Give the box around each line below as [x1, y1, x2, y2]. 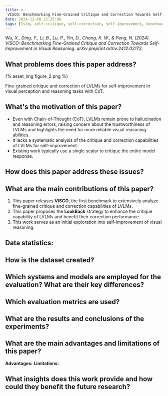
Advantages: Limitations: [5, 360, 59, 366]
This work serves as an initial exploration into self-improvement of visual [12, 219, 162, 225]
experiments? [5, 323, 49, 331]
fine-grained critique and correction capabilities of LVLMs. [12, 203, 133, 209]
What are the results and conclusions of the [5, 315, 144, 323]
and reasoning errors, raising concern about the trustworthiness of [12, 121, 150, 127]
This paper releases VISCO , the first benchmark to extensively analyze [12, 198, 159, 204]
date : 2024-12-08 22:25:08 [5, 16, 61, 21]
